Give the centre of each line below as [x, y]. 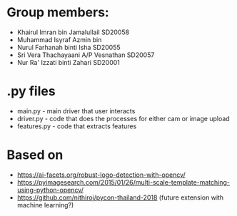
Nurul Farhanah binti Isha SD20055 [69, 47]
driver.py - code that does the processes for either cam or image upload [123, 118]
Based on [35, 155]
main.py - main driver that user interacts [76, 110]
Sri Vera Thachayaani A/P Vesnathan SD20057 [86, 55]
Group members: [58, 12]
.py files [31, 92]
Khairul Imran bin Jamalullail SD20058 [73, 32]
